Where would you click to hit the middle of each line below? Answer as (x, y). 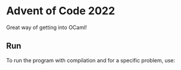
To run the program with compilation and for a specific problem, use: (91, 60)
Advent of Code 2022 (61, 11)
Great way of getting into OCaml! (47, 27)
